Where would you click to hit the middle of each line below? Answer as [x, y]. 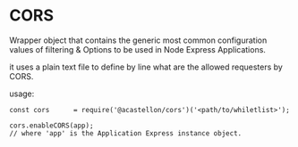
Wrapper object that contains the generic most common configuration [138, 40]
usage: [22, 94]
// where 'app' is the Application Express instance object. [126, 133]
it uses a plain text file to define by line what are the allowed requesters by [146, 67]
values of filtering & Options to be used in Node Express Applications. [138, 49]
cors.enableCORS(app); [51, 126]
